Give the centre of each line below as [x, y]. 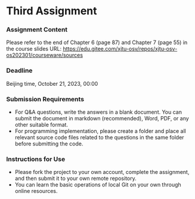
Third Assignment [52, 11]
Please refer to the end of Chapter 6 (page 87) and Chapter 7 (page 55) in [97, 42]
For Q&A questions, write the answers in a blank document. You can [98, 112]
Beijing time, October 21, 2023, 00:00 [52, 83]
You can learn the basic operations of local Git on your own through [98, 185]
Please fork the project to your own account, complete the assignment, [102, 172]
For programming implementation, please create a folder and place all [100, 131]
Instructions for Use [36, 159]
